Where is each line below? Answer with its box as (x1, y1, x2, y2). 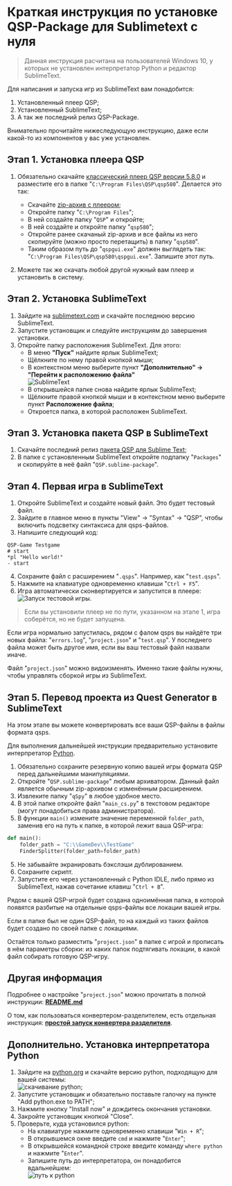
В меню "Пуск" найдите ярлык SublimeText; (27, 348, 159, 356)
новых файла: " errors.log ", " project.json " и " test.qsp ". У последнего (7, 636, 213, 644)
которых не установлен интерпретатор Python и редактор (24, 64, 197, 72)
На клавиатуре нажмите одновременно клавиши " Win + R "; (27, 1127, 204, 1135)
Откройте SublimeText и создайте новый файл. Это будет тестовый (17, 499, 215, 507)
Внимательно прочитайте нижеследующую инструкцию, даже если (7, 126, 209, 135)
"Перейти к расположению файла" (27, 370, 135, 379)
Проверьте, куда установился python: (17, 1119, 130, 1128)
